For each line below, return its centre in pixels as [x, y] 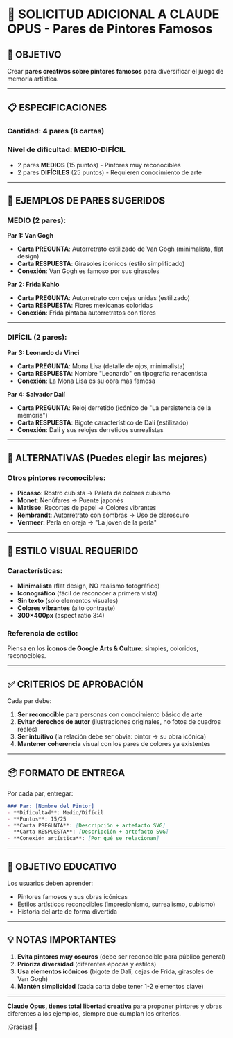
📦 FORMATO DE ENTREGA [66, 773]
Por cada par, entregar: [40, 793]
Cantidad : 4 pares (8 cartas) [56, 131]
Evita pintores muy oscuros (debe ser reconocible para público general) [121, 956]
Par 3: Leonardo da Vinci [43, 352]
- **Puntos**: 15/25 [37, 819]
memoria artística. [33, 79]
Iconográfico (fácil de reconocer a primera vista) [87, 593]
